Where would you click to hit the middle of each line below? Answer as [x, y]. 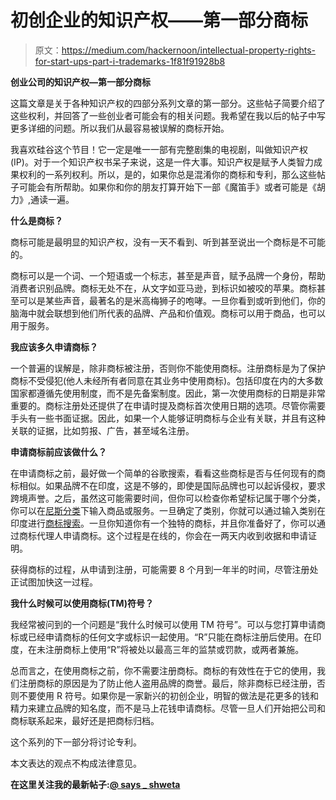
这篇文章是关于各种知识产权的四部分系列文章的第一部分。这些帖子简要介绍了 [168, 103]
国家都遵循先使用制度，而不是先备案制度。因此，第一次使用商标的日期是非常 [168, 393]
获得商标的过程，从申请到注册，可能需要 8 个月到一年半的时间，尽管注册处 [164, 569]
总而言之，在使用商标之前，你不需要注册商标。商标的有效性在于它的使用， [163, 670]
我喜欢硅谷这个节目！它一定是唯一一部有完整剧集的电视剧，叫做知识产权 [159, 149]
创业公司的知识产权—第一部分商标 [80, 82]
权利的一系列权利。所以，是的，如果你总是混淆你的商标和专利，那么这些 [167, 174]
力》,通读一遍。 [42, 199]
